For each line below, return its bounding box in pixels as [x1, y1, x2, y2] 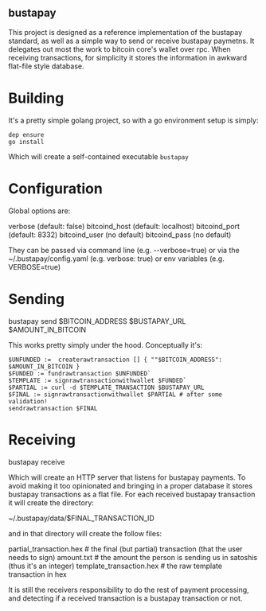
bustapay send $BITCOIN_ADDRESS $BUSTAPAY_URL [8, 316, 186, 325]
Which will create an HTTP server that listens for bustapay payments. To [8, 473, 246, 482]
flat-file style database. [8, 61, 85, 71]
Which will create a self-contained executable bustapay [8, 151, 189, 162]
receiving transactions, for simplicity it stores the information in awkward [8, 53, 248, 62]
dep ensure [8, 130, 45, 138]
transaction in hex [8, 569, 68, 579]
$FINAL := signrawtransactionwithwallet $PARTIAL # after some [8, 390, 223, 399]
